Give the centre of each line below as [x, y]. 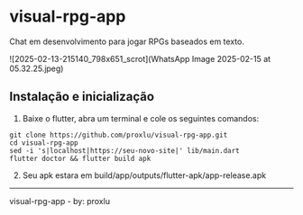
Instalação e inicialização [82, 97]
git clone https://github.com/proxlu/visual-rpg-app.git [119, 135]
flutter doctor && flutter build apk [80, 158]
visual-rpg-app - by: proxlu [60, 201]
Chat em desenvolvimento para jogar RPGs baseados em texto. [127, 41]
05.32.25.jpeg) [37, 68]
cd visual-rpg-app [44, 143]
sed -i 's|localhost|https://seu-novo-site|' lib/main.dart [125, 150]
